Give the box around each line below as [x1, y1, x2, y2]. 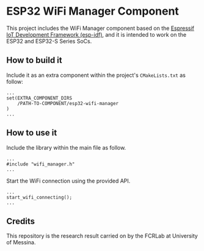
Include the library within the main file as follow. [6, 144, 126, 151]
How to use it [6, 128, 57, 138]
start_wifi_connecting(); [6, 194, 72, 200]
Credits [6, 216, 35, 227]
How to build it [6, 55, 62, 65]
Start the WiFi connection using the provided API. [6, 177, 131, 184]
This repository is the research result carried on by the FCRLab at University [6, 232, 199, 239]
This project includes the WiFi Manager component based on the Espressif [6, 24, 194, 32]
